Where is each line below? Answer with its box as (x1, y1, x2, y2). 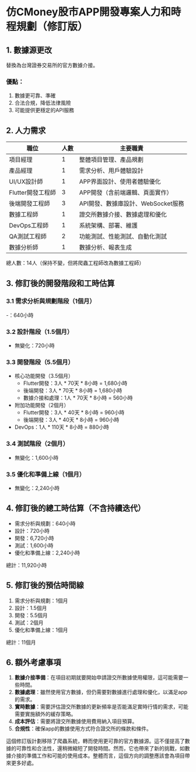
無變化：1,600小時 (14, 454, 59, 461)
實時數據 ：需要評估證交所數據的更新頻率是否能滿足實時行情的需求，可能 (14, 703, 188, 711)
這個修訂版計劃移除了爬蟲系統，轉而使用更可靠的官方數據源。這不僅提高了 (6, 737, 185, 745)
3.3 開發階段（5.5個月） (6, 358, 74, 366)
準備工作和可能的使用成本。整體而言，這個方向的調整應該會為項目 (26, 752, 185, 759)
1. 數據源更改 (6, 45, 52, 55)
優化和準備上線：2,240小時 (14, 549, 80, 556)
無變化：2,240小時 (14, 484, 60, 491)
